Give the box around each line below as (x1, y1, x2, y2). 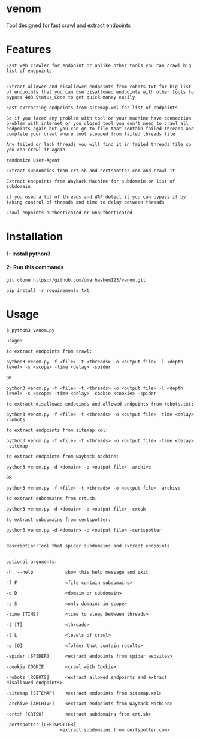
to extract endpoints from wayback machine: (6, 453, 119, 460)
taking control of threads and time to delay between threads (6, 199, 165, 205)
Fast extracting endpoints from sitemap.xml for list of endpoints (6, 105, 178, 111)
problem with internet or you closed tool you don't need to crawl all (6, 120, 189, 126)
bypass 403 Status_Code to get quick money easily (6, 94, 135, 100)
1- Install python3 (6, 250, 51, 257)
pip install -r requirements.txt (6, 287, 90, 293)
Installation (6, 230, 63, 243)
